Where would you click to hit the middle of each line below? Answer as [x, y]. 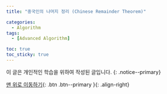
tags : [13, 33]
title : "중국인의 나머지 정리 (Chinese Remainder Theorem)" [76, 11]
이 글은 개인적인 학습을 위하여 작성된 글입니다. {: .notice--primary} [83, 72]
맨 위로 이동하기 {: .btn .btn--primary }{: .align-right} [68, 84]
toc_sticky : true [28, 55]
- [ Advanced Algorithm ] [41, 39]
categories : [21, 22]
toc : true [18, 49]
